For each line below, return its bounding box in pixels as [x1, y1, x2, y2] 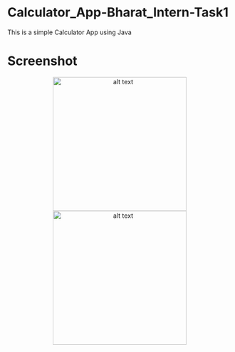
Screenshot [7, 53, 78, 69]
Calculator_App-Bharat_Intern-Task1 [7, 4, 229, 21]
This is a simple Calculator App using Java [7, 28, 132, 36]
